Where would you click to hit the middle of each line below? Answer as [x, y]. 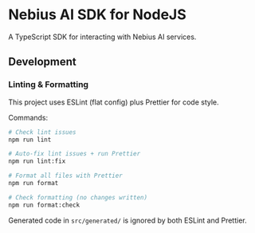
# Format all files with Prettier [66, 176]
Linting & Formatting [49, 85]
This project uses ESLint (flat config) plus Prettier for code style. [114, 102]
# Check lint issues [43, 132]
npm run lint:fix [37, 161]
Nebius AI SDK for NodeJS [98, 15]
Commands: [28, 117]
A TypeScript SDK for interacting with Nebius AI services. [102, 37]
